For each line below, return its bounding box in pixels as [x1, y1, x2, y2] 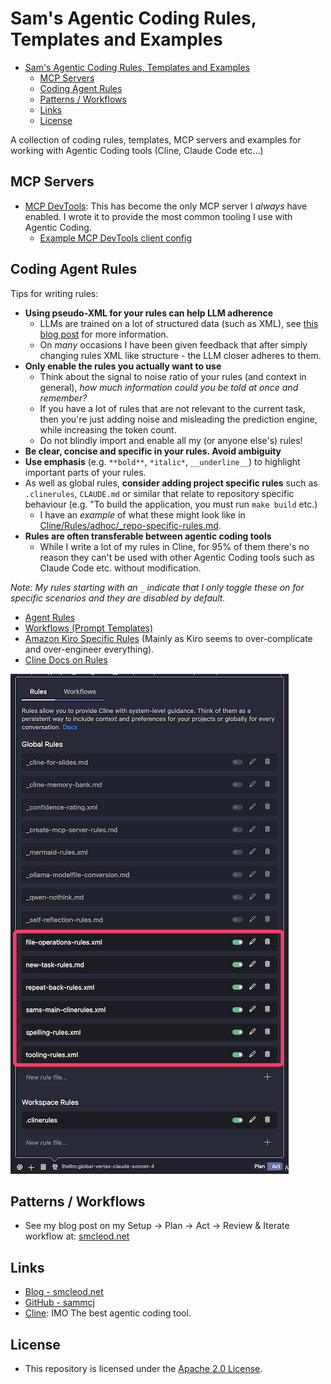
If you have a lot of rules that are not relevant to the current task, [39, 402, 306, 414]
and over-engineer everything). [24, 643, 155, 655]
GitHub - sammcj [24, 1297, 95, 1309]
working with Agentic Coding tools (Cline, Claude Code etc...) [10, 144, 264, 156]
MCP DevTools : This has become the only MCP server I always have [24, 200, 308, 212]
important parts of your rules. [24, 466, 147, 478]
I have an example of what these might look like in [39, 508, 246, 521]
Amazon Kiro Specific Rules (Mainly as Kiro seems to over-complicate [24, 632, 313, 644]
